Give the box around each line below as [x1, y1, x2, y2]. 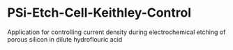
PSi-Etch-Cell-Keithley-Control [7, 5, 192, 21]
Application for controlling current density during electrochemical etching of [7, 28, 226, 36]
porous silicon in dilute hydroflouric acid [7, 35, 123, 43]
